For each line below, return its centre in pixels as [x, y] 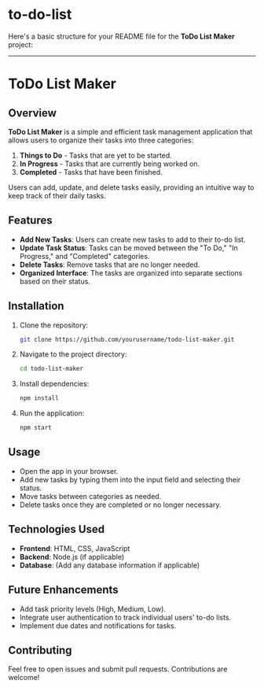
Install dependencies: [54, 384]
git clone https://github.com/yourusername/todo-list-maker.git [127, 339]
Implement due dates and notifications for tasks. [98, 625]
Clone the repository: [54, 325]
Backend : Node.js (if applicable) [71, 557]
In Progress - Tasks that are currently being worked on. [110, 164]
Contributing [40, 650]
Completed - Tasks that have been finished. [91, 172]
